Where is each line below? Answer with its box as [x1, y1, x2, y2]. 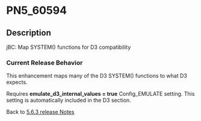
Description [6, 28, 51, 38]
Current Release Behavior [6, 58, 83, 67]
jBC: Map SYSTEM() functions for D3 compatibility [6, 43, 131, 51]
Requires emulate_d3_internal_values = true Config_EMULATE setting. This [6, 90, 195, 98]
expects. [6, 79, 28, 86]
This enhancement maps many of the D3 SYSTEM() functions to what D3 [6, 72, 188, 79]
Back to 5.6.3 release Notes [6, 108, 75, 116]
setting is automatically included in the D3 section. [6, 97, 131, 104]
